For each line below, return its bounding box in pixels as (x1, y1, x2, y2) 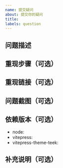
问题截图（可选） (5, 96, 58, 105)
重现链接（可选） (5, 78, 58, 86)
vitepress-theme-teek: (12, 139, 59, 145)
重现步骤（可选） (5, 59, 58, 68)
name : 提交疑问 (5, 7, 34, 12)
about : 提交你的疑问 (5, 12, 43, 17)
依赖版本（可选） (5, 115, 58, 124)
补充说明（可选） (5, 155, 58, 164)
